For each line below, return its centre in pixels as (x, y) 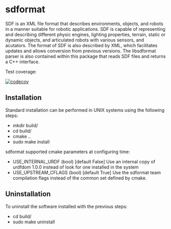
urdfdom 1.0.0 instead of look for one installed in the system (76, 167)
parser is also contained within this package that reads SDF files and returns (86, 56)
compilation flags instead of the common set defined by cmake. (80, 178)
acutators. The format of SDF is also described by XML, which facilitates (81, 45)
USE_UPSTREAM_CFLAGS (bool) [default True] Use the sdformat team (87, 172)
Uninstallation (28, 194)
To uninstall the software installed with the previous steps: (66, 206)
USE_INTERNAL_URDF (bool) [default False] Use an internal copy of (84, 161)
